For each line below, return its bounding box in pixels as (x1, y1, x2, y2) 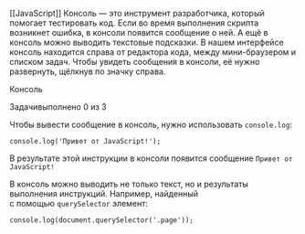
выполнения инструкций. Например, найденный (9, 188, 199, 199)
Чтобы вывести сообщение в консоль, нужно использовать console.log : (9, 119, 292, 130)
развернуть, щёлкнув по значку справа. (9, 66, 166, 77)
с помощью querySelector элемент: (9, 198, 148, 208)
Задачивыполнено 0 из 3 (9, 101, 107, 112)
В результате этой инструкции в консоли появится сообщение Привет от (9, 153, 293, 164)
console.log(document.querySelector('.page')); (9, 216, 195, 225)
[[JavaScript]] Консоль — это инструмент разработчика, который (9, 8, 265, 18)
